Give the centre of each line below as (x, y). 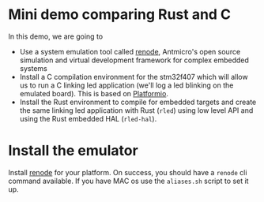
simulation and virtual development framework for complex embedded (134, 60)
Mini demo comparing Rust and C (120, 15)
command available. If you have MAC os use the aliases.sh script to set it (128, 181)
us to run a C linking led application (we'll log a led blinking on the (126, 85)
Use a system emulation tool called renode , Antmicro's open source (130, 51)
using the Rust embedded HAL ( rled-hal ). (88, 118)
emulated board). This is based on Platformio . (94, 93)
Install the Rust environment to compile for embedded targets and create (138, 102)
